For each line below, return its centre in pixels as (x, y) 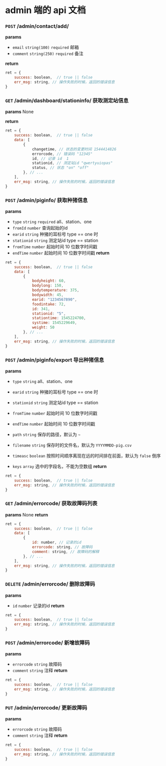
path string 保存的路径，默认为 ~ (46, 434)
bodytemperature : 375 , (55, 290)
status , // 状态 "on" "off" (60, 168)
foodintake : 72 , (49, 304)
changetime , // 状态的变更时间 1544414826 (74, 149)
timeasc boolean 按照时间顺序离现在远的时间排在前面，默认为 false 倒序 (86, 455)
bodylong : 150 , (48, 285)
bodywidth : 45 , (48, 295)
